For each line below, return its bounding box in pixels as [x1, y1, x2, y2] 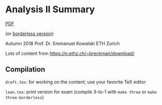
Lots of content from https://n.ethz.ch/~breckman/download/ [5, 50, 135, 56]
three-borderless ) [5, 94, 44, 100]
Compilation [5, 65, 45, 74]
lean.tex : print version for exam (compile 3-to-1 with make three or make [5, 89, 157, 95]
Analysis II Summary [5, 4, 95, 15]
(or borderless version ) [5, 30, 54, 36]
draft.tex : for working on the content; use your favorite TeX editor [5, 78, 146, 85]
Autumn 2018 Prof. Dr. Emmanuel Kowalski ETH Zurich [5, 40, 120, 47]
